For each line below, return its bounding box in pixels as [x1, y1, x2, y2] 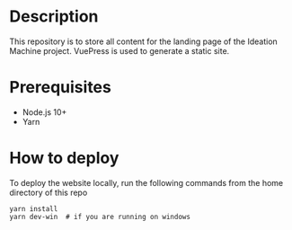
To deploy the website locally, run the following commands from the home [9, 177, 284, 188]
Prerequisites [9, 77, 112, 98]
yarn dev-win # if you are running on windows [9, 212, 191, 221]
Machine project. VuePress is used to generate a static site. [9, 45, 230, 56]
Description [9, 6, 99, 27]
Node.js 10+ [22, 106, 67, 118]
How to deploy [9, 148, 119, 168]
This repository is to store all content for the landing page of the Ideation [9, 36, 279, 47]
